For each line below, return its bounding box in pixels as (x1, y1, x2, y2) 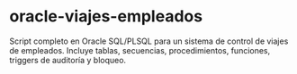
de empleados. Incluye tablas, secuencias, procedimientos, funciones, (9, 45, 271, 55)
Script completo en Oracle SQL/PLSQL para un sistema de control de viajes (9, 36, 289, 46)
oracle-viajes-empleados (9, 6, 203, 27)
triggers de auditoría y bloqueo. (9, 54, 127, 65)
